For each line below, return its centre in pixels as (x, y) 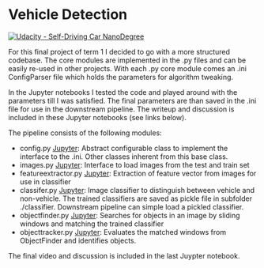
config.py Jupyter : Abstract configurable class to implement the (124, 148)
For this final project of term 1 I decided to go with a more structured (119, 51)
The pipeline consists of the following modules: (85, 133)
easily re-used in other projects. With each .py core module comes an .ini (128, 68)
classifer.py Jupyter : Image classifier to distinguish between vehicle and (137, 190)
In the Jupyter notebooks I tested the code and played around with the (123, 92)
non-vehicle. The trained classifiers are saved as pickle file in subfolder (136, 198)
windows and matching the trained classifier (92, 224)
